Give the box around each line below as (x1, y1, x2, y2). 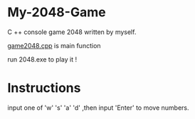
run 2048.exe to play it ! (7, 55, 77, 64)
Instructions (7, 80, 81, 96)
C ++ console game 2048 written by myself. (7, 28, 137, 36)
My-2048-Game (7, 4, 106, 21)
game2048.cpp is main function (7, 41, 101, 50)
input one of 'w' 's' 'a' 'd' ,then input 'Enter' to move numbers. (7, 103, 189, 112)
